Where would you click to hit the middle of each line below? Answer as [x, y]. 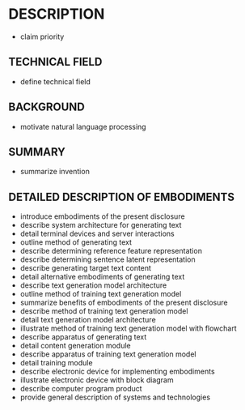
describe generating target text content [86, 268]
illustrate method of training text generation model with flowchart [128, 328]
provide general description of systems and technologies [115, 397]
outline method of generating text [76, 242]
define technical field [55, 81]
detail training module [56, 363]
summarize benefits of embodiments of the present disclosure [124, 303]
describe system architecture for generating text [101, 225]
